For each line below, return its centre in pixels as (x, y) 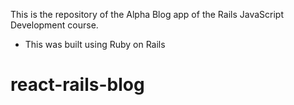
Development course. (54, 25)
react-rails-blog (77, 85)
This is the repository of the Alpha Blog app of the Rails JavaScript (147, 14)
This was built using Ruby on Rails (95, 44)
